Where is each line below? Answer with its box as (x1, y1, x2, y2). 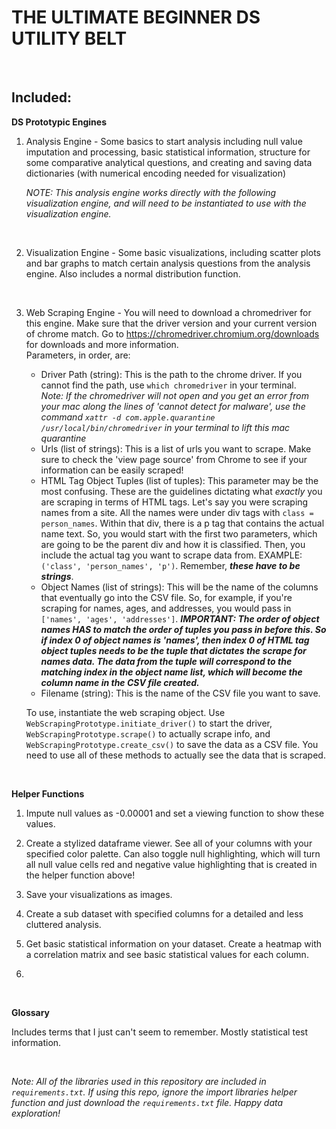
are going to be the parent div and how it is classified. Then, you (40, 538, 306, 550)
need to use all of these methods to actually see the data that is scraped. (25, 749, 326, 761)
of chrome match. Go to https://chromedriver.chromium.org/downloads (25, 327, 320, 340)
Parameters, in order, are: (25, 349, 131, 361)
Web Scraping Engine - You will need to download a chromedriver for (25, 306, 312, 318)
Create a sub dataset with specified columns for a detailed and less (25, 907, 304, 920)
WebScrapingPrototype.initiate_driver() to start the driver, (25, 717, 273, 729)
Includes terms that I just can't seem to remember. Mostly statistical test (11, 1026, 309, 1038)
